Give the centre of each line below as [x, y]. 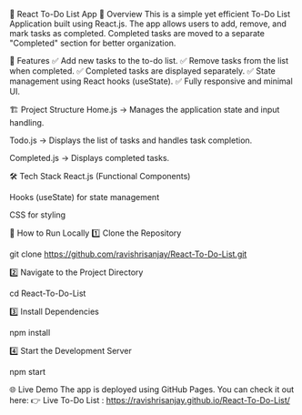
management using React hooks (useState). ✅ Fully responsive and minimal [151, 81]
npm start [28, 372]
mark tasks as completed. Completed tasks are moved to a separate [137, 33]
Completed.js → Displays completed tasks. [90, 158]
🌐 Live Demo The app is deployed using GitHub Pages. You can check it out [151, 390]
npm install [30, 333]
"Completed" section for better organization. [93, 43]
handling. [27, 122]
